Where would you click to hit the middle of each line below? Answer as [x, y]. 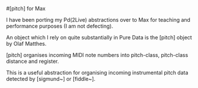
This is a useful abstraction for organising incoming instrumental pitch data [97, 72]
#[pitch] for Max [26, 9]
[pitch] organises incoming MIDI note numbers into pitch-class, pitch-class [97, 55]
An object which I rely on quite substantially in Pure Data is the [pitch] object [99, 37]
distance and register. [33, 61]
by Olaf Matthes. [26, 44]
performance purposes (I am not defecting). [60, 26]
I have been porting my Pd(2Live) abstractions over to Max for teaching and [98, 20]
